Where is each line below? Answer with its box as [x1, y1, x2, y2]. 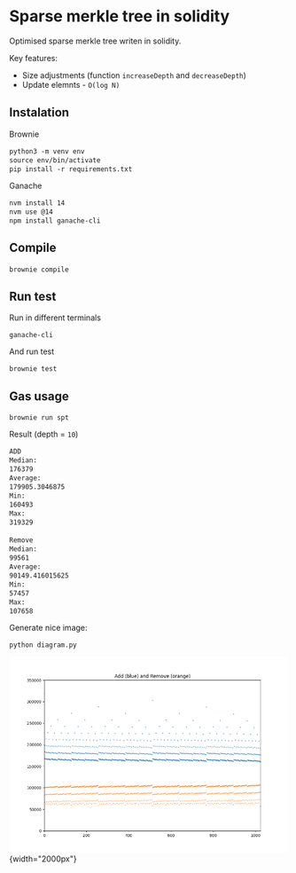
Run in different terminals [9, 312, 102, 323]
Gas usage [9, 389, 69, 404]
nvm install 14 [9, 198, 66, 208]
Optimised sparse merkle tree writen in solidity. [9, 35, 182, 46]
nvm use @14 [9, 207, 53, 216]
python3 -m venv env [9, 146, 86, 156]
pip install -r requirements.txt [9, 164, 133, 174]
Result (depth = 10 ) [9, 429, 79, 440]
